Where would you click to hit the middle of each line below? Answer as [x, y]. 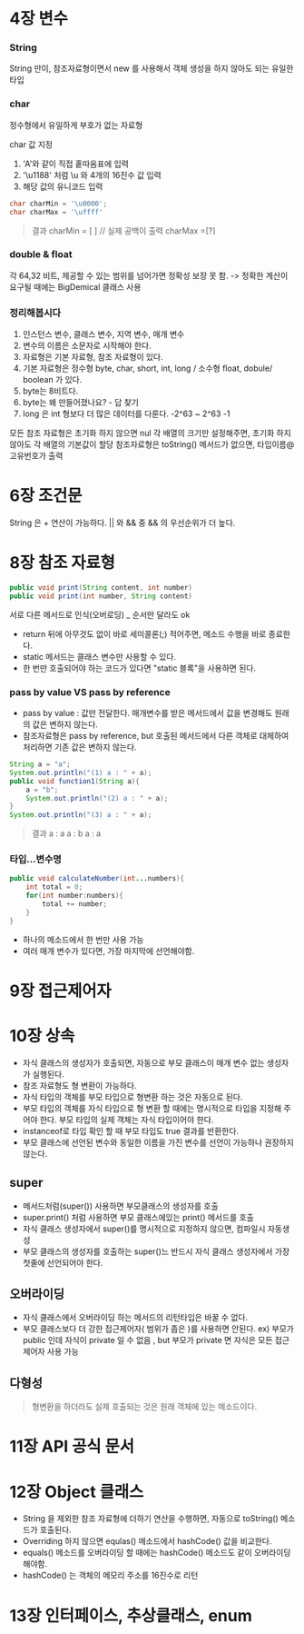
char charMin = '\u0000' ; [58, 204]
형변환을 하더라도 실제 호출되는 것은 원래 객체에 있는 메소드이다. [144, 1407]
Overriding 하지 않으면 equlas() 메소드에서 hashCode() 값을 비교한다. [147, 1541]
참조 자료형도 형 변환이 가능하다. [79, 1085]
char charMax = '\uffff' [56, 212]
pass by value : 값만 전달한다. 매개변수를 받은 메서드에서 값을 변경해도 [147, 713]
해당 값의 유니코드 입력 [63, 186]
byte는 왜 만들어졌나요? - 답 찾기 [80, 403]
